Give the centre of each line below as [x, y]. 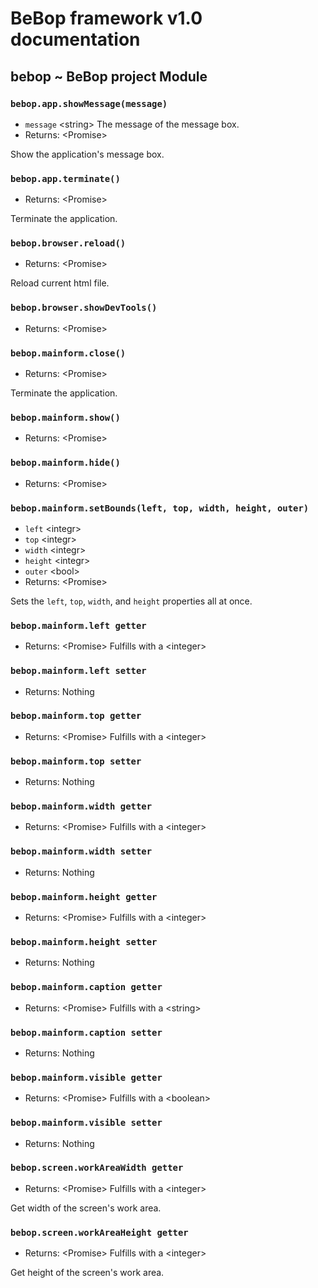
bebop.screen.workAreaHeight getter [99, 1232]
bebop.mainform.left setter [78, 671]
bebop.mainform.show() [65, 417]
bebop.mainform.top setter [76, 761]
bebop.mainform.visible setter [86, 1123]
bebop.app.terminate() [65, 178]
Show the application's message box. [87, 154]
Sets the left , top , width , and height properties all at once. [131, 601]
